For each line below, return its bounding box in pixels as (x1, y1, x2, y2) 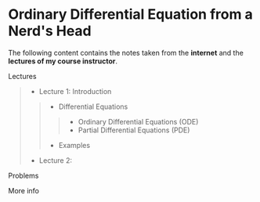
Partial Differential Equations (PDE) (78, 125, 190, 135)
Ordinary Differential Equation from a (8, 5, 253, 23)
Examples (58, 140, 91, 150)
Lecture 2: (38, 155, 73, 165)
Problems (8, 171, 39, 180)
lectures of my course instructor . (8, 56, 118, 66)
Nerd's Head (8, 22, 92, 40)
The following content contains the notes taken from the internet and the (8, 48, 244, 57)
